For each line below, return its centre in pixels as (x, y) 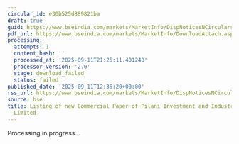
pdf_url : (20, 34)
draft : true (25, 21)
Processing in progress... (44, 133)
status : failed (36, 80)
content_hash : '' (39, 54)
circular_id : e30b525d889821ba (54, 14)
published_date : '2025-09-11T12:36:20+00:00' (76, 87)
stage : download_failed (49, 73)
